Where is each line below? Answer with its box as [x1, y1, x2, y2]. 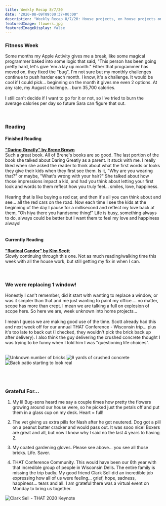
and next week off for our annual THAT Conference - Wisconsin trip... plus [5, 324, 157, 330]
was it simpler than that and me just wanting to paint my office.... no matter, [5, 298, 159, 304]
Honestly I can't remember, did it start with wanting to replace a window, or [5, 292, 158, 298]
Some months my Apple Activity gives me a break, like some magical [5, 53, 146, 59]
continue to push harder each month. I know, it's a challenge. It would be [5, 74, 153, 80]
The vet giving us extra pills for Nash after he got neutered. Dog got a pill [12, 419, 161, 425]
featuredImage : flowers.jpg [5, 21, 63, 26]
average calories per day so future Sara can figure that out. [5, 100, 126, 106]
